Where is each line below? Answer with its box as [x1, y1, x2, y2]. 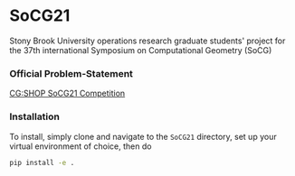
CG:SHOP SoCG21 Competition [9, 88, 126, 99]
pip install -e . [9, 158, 75, 167]
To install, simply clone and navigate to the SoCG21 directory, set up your [9, 131, 278, 142]
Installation [9, 110, 61, 123]
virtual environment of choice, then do [9, 141, 152, 152]
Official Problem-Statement [9, 67, 134, 79]
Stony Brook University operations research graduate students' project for [9, 35, 286, 46]
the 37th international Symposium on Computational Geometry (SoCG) [9, 44, 272, 55]
